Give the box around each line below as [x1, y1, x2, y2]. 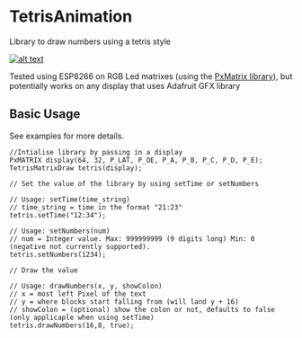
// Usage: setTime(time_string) [9, 195, 130, 204]
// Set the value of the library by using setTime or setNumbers [9, 179, 259, 188]
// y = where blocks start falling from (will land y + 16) [9, 297, 240, 307]
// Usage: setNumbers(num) [9, 227, 111, 236]
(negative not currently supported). [9, 242, 151, 251]
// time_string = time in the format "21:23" [9, 202, 182, 212]
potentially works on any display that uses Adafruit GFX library [9, 80, 241, 91]
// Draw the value [9, 265, 78, 275]
